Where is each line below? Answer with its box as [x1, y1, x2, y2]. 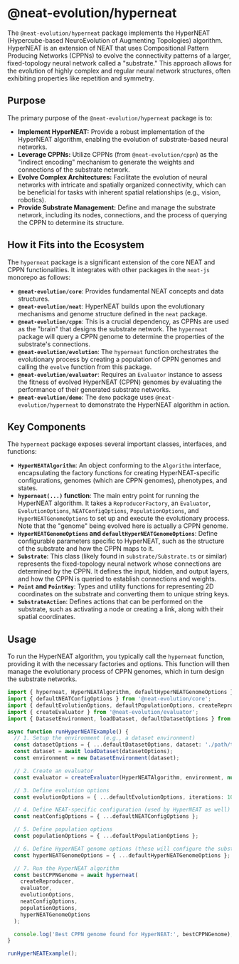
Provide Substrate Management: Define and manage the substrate [17, 203, 216, 212]
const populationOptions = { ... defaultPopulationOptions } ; [14, 832, 199, 840]
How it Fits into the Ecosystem [7, 239, 144, 251]
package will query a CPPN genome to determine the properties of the [17, 332, 225, 341]
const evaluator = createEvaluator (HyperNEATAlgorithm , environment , [14, 774, 224, 781]
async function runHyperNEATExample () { [7, 728, 129, 735]
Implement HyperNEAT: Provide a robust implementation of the [17, 127, 205, 136]
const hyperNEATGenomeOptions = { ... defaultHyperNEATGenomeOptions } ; [14, 851, 231, 859]
